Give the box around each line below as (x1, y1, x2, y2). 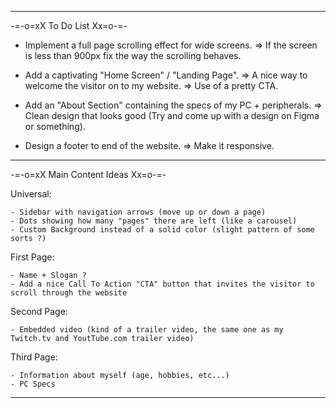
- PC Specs (10, 379, 56, 389)
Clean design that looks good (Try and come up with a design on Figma (24, 110, 320, 121)
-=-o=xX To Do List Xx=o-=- (10, 20, 128, 31)
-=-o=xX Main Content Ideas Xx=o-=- (10, 169, 167, 180)
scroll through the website (10, 288, 128, 298)
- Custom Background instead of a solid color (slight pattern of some (10, 225, 315, 235)
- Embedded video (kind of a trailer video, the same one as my (10, 325, 284, 335)
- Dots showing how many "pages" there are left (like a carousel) (10, 216, 298, 226)
